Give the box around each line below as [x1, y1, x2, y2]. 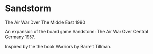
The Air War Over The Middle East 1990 [5, 19, 85, 25]
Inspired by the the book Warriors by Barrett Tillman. [5, 43, 112, 49]
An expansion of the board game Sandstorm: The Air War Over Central [5, 28, 149, 34]
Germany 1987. [5, 34, 35, 40]
